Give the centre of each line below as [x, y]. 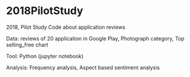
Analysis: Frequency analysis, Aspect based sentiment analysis [83, 67]
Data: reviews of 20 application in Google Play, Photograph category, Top [95, 38]
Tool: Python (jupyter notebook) [45, 56]
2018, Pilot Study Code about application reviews [66, 27]
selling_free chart [27, 45]
